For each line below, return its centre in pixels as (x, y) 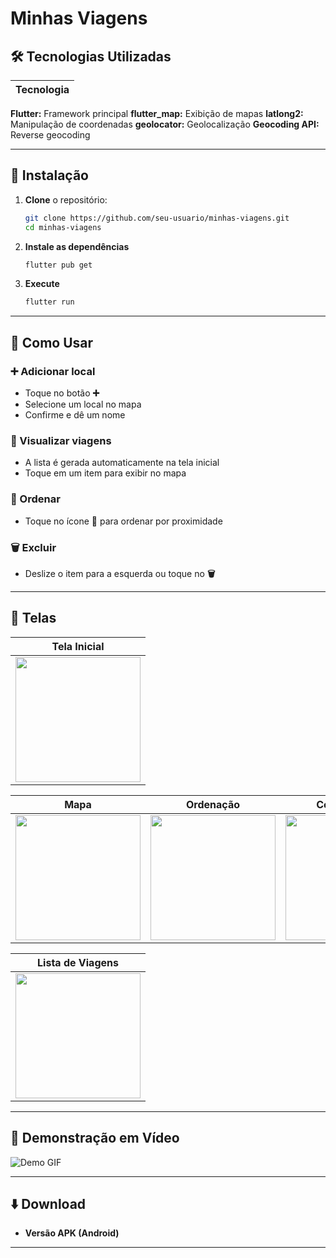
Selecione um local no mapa (83, 404)
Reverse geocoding (50, 135)
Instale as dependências (77, 246)
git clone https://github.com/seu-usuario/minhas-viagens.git (157, 218)
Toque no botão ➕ (62, 393)
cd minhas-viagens (63, 227)
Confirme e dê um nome (75, 415)
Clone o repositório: (66, 199)
